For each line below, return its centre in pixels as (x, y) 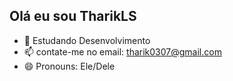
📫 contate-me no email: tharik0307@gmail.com (122, 51)
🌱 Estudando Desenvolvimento (87, 40)
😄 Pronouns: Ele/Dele (69, 66)
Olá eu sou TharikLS (73, 16)
